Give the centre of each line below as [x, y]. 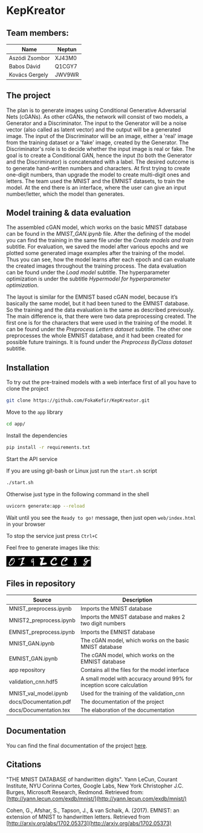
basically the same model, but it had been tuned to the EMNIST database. [98, 304]
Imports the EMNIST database [118, 632]
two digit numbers [103, 623]
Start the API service [32, 459]
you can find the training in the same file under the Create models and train [100, 241]
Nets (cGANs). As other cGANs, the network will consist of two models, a [97, 116]
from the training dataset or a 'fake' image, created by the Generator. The [98, 142]
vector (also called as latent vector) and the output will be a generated [94, 129]
